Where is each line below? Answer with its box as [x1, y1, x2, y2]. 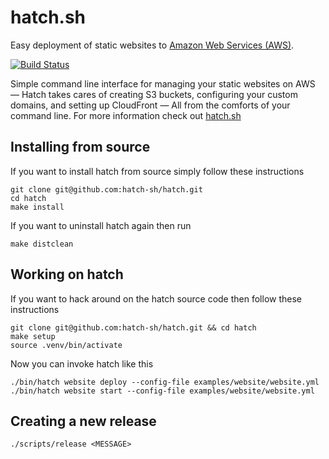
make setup [10, 331, 56, 341]
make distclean [10, 239, 74, 249]
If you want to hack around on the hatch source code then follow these [10, 292, 302, 305]
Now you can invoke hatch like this [10, 357, 154, 370]
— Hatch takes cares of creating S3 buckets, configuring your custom [10, 88, 298, 100]
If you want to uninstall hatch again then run [10, 219, 192, 231]
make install [10, 202, 65, 212]
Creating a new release [10, 412, 157, 430]
